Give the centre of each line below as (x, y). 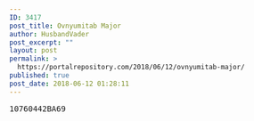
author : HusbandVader (49, 34)
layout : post (33, 51)
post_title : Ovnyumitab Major (66, 26)
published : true (39, 76)
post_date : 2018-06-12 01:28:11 (69, 84)
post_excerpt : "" (41, 42)
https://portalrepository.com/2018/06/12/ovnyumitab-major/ (131, 68)
